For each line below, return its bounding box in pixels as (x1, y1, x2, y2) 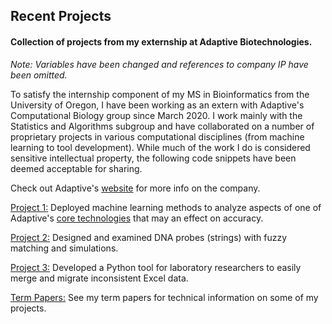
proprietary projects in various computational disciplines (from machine (10, 130, 305, 143)
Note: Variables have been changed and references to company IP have (10, 58, 309, 70)
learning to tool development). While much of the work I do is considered (10, 141, 311, 153)
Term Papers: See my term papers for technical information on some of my (10, 291, 319, 303)
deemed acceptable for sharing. (10, 162, 143, 174)
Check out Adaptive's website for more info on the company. (10, 182, 261, 194)
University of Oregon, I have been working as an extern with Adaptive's (10, 99, 305, 111)
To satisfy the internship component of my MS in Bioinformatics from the (10, 88, 310, 100)
